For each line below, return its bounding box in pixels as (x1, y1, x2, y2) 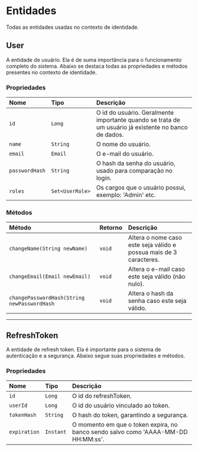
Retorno (99, 223, 123, 232)
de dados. (96, 131, 124, 139)
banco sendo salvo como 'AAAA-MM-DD (72, 428, 188, 436)
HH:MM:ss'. (72, 435, 105, 443)
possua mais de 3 (128, 248, 177, 256)
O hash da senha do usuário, (96, 159, 176, 168)
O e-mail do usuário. (96, 150, 154, 158)
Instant (45, 429, 67, 436)
